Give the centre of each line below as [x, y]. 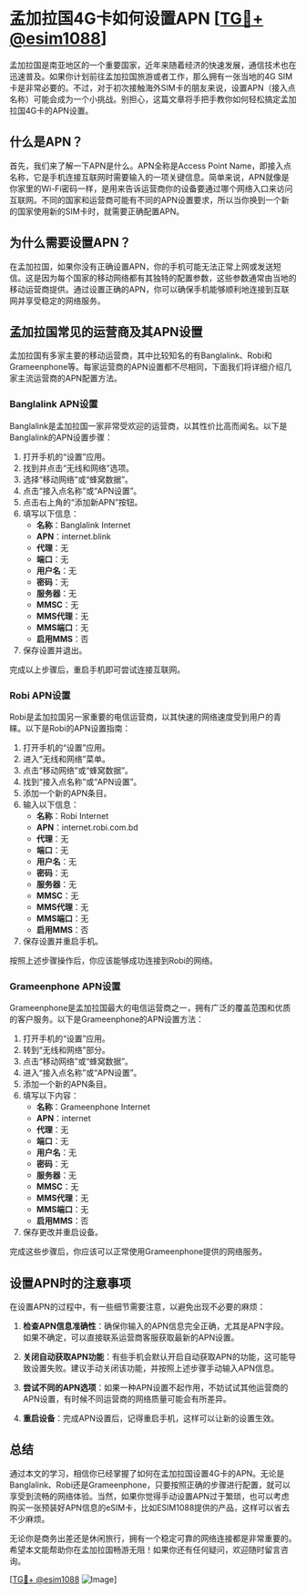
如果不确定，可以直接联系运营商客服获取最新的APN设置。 [131, 1338]
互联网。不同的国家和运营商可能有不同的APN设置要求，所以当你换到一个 [146, 199]
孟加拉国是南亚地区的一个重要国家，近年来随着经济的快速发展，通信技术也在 [153, 65]
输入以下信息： [51, 804]
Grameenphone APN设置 [65, 986]
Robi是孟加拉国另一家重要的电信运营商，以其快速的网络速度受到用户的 [142, 717]
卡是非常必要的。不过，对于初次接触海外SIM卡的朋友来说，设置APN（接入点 [153, 87]
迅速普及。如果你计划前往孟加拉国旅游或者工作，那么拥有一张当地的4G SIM [151, 76]
